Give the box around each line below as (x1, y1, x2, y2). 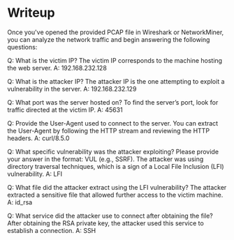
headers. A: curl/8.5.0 (7, 134, 70, 142)
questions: (7, 43, 38, 51)
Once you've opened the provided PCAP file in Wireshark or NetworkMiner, (7, 28, 224, 36)
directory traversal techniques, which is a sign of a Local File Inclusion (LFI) (7, 162, 225, 170)
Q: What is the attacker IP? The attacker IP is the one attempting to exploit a (7, 77, 225, 85)
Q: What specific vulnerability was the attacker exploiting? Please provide (7, 147, 219, 156)
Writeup (7, 5, 55, 21)
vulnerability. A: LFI (7, 170, 63, 178)
